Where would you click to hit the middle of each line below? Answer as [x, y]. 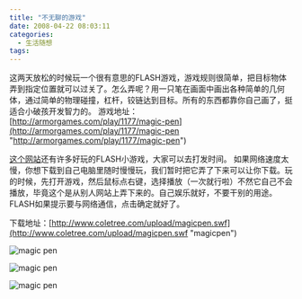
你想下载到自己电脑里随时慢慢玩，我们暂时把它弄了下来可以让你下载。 [155, 171]
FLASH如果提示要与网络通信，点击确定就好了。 [97, 204]
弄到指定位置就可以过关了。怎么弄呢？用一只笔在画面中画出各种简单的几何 [147, 89]
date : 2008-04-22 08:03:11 [60, 26]
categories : [31, 34]
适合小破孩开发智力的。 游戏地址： [73, 111]
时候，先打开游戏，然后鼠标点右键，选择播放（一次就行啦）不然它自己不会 [155, 181]
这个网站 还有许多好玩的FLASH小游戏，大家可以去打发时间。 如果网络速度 [145, 159]
